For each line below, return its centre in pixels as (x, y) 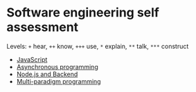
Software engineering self (83, 13)
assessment (43, 27)
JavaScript (32, 59)
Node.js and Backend (47, 74)
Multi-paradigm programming (59, 81)
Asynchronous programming (57, 67)
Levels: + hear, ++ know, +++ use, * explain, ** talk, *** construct (98, 46)
